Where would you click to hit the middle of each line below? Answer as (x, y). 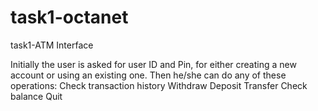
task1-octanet (69, 17)
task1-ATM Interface (52, 45)
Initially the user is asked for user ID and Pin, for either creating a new (153, 64)
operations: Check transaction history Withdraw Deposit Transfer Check (159, 85)
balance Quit (36, 96)
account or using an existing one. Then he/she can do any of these (148, 75)
